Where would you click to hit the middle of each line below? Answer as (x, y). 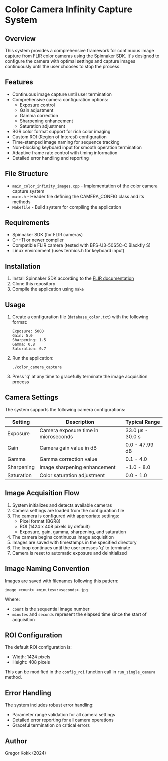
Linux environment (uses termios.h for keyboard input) (68, 251)
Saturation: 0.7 (29, 349)
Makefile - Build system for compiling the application (67, 207)
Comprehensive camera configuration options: (60, 99)
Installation (23, 266)
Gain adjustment (37, 110)
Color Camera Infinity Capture (69, 9)
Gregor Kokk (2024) (26, 753)
